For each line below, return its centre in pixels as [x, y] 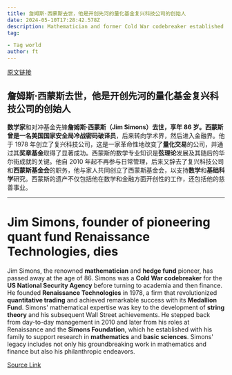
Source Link [24, 365]
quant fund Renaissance [79, 237]
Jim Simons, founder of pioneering [109, 222]
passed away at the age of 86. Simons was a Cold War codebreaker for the [115, 278]
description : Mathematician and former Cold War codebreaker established [116, 26]
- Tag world [24, 46]
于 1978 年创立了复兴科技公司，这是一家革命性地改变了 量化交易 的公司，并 [112, 144]
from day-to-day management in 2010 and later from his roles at [98, 322]
